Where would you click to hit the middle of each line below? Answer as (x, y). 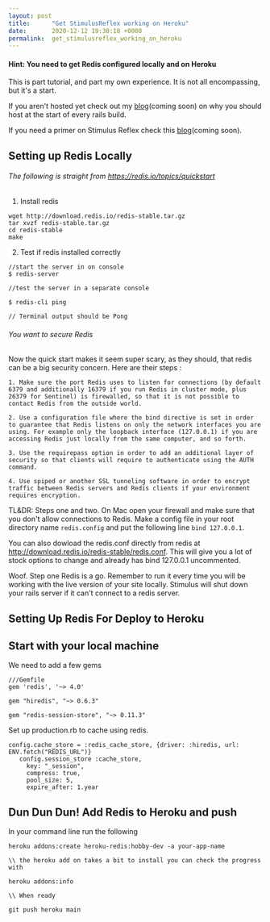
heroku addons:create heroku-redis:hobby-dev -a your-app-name (117, 847)
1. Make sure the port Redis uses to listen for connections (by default (135, 383)
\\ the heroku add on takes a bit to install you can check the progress (135, 861)
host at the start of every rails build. (67, 115)
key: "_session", (55, 766)
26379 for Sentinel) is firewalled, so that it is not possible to (124, 397)
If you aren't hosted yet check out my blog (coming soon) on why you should (135, 106)
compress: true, (54, 774)
